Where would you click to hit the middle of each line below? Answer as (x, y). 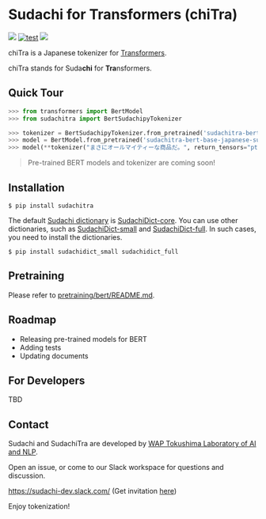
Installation (36, 188)
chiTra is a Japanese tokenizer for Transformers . (87, 52)
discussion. (27, 475)
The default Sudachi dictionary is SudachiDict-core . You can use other (123, 220)
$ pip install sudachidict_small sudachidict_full (93, 252)
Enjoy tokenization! (39, 506)
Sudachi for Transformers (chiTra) (123, 15)
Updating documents (54, 356)
